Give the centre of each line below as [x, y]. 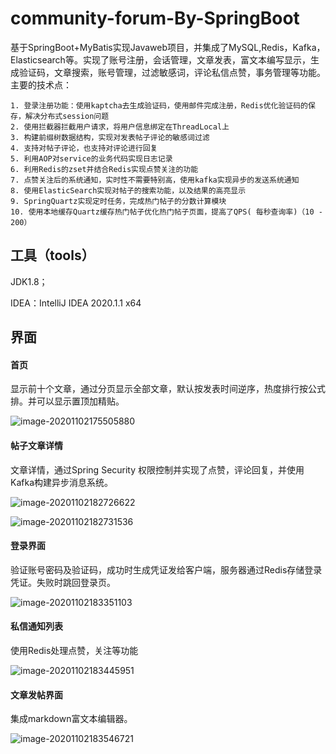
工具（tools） [52, 255]
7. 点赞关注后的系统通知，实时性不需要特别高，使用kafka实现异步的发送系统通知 [155, 180]
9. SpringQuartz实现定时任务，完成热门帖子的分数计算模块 [118, 201]
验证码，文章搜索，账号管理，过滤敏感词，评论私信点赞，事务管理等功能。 [172, 72]
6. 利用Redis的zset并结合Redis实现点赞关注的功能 [104, 169]
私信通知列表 [36, 626]
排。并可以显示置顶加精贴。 [67, 401]
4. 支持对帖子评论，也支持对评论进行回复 [84, 148]
